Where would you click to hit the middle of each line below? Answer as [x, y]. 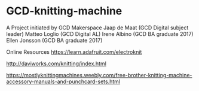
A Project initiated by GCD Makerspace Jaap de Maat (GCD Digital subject [97, 28]
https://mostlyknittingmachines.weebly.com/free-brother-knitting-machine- [99, 75]
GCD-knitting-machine [64, 11]
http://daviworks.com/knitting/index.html [56, 63]
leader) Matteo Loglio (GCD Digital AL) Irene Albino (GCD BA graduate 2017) [100, 34]
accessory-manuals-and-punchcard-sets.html [63, 81]
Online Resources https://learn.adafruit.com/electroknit [74, 51]
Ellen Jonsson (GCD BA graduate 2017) [54, 40]
